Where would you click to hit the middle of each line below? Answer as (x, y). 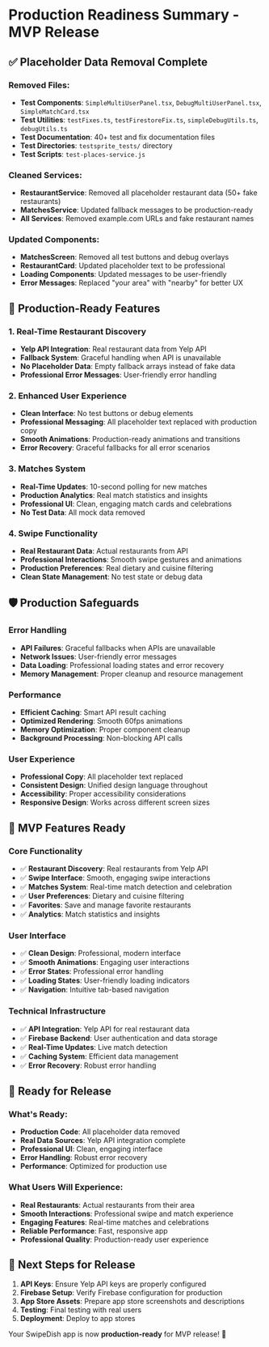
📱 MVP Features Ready (67, 828)
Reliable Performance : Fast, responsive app (94, 1230)
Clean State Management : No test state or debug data (111, 577)
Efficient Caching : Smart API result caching (93, 712)
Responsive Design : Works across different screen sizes (115, 802)
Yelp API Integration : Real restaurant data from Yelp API (113, 349)
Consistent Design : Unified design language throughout (114, 785)
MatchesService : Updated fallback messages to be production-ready (136, 210)
